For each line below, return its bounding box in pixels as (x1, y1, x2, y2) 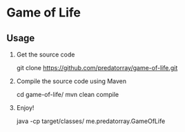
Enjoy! (16, 104, 35, 111)
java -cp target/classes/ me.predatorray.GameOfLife (16, 117, 166, 125)
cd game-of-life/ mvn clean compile (16, 91, 119, 98)
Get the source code (16, 50, 75, 58)
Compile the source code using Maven (16, 77, 127, 85)
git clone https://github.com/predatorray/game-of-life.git (16, 64, 178, 71)
